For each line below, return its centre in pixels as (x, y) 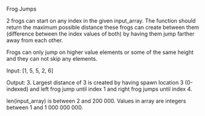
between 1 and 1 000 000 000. (45, 107)
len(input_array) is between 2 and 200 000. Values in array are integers (96, 101)
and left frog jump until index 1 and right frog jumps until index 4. (111, 89)
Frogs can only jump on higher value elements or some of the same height (100, 52)
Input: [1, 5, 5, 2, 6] (30, 71)
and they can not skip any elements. (52, 59)
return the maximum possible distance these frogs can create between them (103, 27)
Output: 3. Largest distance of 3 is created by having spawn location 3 (95, 83)
